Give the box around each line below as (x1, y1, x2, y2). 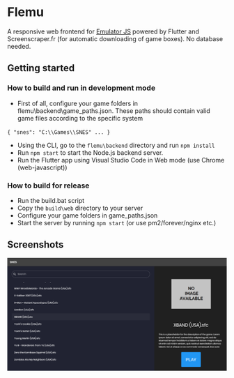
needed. (7, 42, 31, 50)
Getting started (7, 62, 75, 74)
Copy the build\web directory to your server (17, 204, 143, 212)
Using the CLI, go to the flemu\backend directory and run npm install (17, 141, 215, 149)
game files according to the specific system (17, 114, 143, 122)
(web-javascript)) (17, 163, 68, 172)
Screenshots (7, 239, 64, 251)
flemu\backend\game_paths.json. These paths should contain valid (17, 106, 210, 115)
